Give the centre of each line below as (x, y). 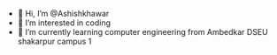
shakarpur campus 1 (54, 41)
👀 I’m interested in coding (64, 23)
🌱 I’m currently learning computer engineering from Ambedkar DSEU (142, 32)
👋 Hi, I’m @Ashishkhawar (63, 14)
